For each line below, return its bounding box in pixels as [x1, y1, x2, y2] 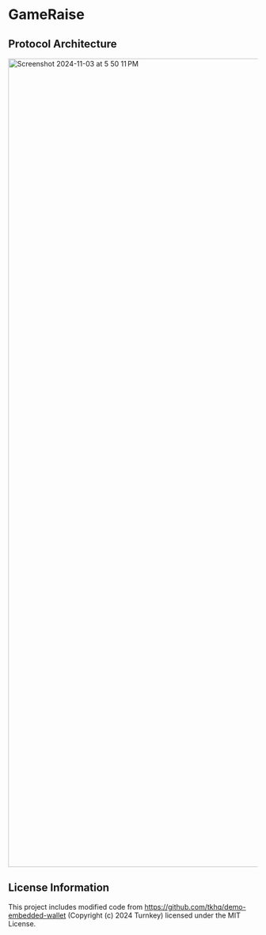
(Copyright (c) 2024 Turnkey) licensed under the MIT [67, 910, 241, 920]
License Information [8, 881, 109, 895]
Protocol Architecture [8, 37, 117, 51]
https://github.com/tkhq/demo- [144, 902, 247, 911]
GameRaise [8, 6, 85, 24]
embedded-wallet [8, 910, 66, 920]
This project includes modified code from [8, 902, 143, 911]
